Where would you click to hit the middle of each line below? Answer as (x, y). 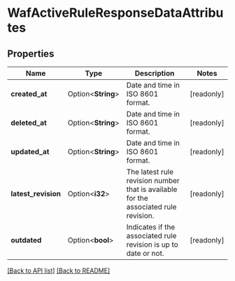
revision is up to (152, 245)
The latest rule (150, 172)
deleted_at (29, 123)
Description (155, 73)
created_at (29, 94)
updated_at (30, 152)
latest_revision (36, 194)
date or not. (145, 253)
